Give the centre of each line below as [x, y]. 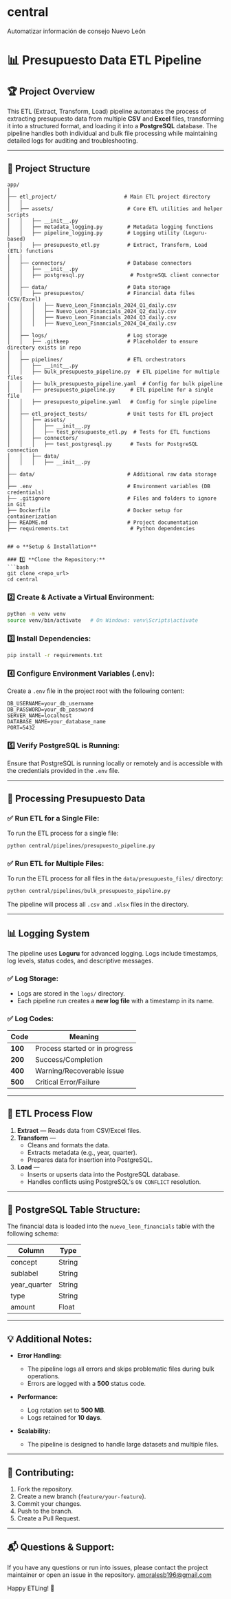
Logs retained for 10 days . [65, 1418]
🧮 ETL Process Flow [50, 1114]
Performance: [37, 1397]
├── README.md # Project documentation [102, 522]
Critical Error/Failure [68, 1082]
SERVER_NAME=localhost [40, 716]
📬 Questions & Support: [61, 1548]
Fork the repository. [45, 1489]
